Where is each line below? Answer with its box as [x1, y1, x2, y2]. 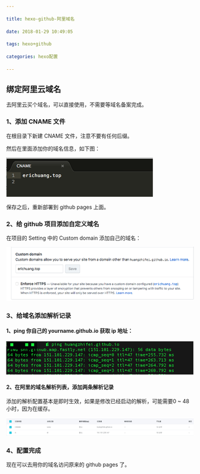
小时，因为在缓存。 [6, 405, 54, 413]
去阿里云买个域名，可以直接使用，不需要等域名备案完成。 [6, 101, 147, 109]
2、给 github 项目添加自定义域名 [6, 219, 99, 228]
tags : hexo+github [6, 41, 52, 47]
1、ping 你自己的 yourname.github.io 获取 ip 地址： [6, 327, 133, 334]
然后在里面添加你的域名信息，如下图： [6, 145, 100, 152]
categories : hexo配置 [6, 54, 58, 60]
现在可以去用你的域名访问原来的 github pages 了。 [6, 461, 130, 468]
